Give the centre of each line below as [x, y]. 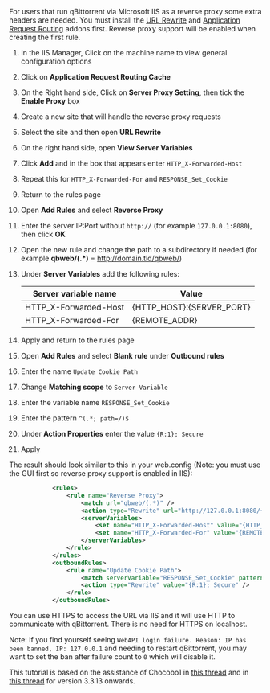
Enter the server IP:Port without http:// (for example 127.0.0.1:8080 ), [136, 226]
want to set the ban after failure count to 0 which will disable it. [112, 657]
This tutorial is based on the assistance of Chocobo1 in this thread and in [129, 672]
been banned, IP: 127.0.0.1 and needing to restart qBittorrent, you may [128, 648]
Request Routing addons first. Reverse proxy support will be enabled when [132, 29]
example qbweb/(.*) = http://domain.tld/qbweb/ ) [101, 258]
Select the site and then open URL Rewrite [91, 132]
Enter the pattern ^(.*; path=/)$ [75, 418]
